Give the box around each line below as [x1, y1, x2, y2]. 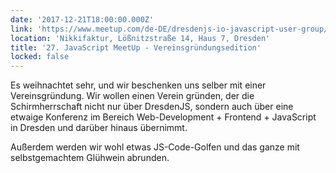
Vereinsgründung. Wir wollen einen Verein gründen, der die [10, 90, 255, 102]
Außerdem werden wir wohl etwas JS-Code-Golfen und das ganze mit [10, 141, 300, 153]
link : [10, 24, 33, 34]
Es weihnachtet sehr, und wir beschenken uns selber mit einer [10, 79, 267, 91]
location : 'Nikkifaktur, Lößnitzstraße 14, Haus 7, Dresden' [10, 33, 271, 43]
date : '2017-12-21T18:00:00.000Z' [10, 14, 155, 25]
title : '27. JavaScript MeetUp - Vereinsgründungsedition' [10, 42, 262, 53]
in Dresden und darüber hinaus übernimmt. [10, 122, 188, 134]
